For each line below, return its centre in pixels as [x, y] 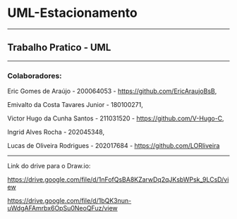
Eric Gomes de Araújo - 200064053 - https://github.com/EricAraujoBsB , [112, 91]
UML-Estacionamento [72, 13]
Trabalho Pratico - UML [59, 48]
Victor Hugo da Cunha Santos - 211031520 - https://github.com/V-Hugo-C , [116, 118]
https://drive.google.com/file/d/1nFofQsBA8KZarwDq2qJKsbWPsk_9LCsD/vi [118, 180]
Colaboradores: [35, 75]
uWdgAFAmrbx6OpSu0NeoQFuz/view [62, 208]
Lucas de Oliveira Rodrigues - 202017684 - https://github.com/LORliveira [114, 146]
